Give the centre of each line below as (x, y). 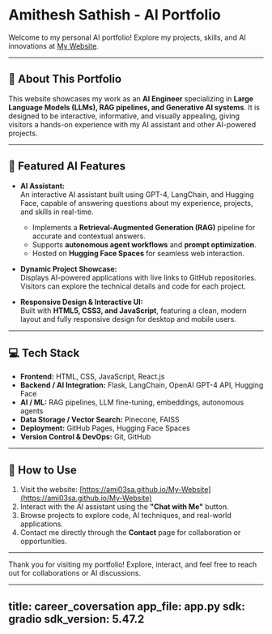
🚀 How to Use (42, 470)
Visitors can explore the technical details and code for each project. (133, 286)
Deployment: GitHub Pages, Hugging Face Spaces (105, 428)
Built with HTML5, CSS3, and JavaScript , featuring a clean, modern (133, 311)
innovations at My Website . (53, 45)
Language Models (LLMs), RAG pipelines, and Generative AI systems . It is (134, 107)
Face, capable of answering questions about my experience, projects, (136, 203)
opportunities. (43, 542)
